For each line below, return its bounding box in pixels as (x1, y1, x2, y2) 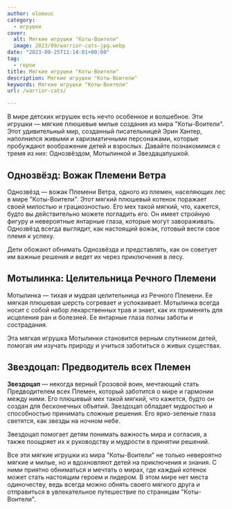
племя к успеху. (7, 231, 55, 240)
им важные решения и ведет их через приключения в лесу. (7, 252, 185, 260)
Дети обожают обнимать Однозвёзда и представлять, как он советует (7, 245, 217, 253)
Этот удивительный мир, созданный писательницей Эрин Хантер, (7, 127, 203, 136)
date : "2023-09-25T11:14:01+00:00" (7, 49, 110, 56)
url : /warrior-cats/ (7, 87, 67, 94)
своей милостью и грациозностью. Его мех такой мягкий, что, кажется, (7, 202, 221, 211)
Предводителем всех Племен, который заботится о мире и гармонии (7, 387, 214, 395)
